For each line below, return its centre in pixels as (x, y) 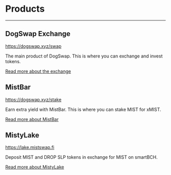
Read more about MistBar (32, 119)
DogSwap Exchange (38, 34)
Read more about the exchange (38, 71)
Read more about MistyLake (35, 167)
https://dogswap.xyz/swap (33, 46)
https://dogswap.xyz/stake (34, 99)
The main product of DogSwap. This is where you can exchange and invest (84, 56)
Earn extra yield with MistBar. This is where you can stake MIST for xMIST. (83, 109)
